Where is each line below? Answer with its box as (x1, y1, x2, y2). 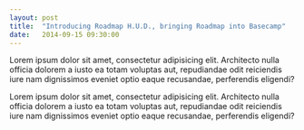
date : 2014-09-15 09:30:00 (9, 30, 120, 39)
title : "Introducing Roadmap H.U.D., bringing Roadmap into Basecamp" (9, 22, 286, 31)
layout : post (9, 13, 59, 23)
